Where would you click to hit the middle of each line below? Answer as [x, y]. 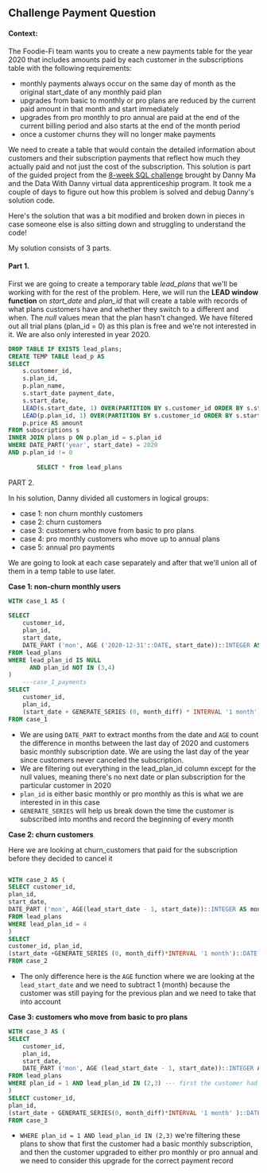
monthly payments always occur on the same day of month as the [128, 84]
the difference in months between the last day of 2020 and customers [134, 743]
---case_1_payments [55, 682]
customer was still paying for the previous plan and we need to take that [138, 993]
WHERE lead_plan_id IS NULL [55, 660]
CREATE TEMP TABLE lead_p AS [56, 356]
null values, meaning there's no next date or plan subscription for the [133, 777]
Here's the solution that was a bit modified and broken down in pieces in [126, 216]
